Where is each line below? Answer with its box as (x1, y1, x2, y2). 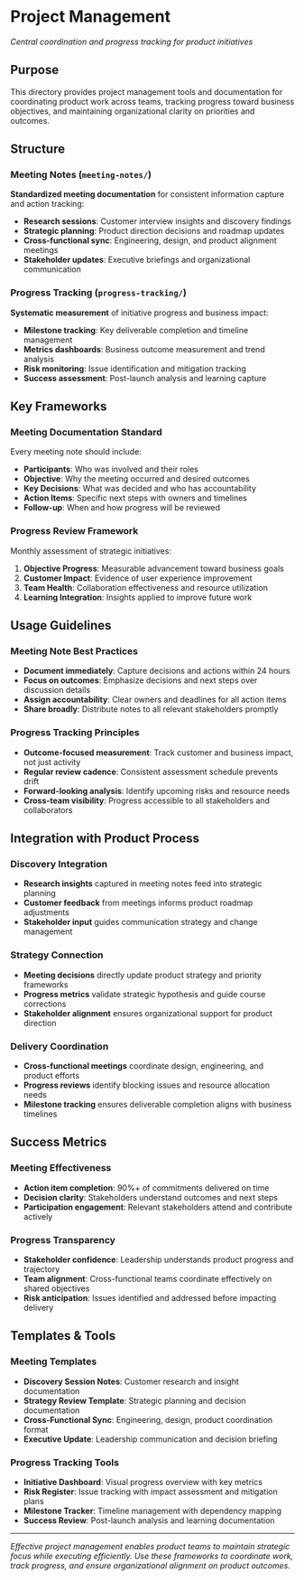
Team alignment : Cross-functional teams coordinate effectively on (23, 1273, 272, 1284)
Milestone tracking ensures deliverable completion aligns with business (23, 1099, 292, 1109)
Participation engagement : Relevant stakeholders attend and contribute (23, 1201, 293, 1212)
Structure (10, 142, 66, 157)
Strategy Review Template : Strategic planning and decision (23, 1395, 246, 1406)
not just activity (23, 756, 81, 767)
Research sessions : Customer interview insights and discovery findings (23, 216, 291, 227)
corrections (23, 998, 67, 1009)
